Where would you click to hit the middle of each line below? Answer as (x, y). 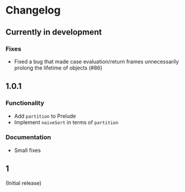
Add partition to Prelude (45, 116)
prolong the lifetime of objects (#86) (58, 68)
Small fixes (27, 150)
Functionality (25, 103)
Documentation (28, 137)
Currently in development (54, 32)
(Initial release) (24, 183)
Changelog (33, 10)
